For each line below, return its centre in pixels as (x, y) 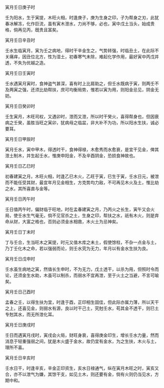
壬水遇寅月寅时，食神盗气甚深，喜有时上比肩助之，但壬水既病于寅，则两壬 (80, 84)
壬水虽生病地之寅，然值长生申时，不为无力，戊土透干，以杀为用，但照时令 (80, 269)
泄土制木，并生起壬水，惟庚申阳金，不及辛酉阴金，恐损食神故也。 (71, 156)
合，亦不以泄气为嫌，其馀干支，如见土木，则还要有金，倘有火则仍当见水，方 (82, 374)
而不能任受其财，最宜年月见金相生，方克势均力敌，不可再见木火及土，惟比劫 (82, 183)
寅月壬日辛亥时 (20, 358)
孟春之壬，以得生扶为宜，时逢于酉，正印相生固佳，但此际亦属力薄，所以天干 (82, 302)
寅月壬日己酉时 (20, 292)
